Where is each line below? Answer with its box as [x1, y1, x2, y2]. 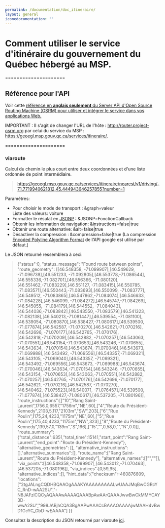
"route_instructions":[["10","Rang [17, 398, 84, 404]
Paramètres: [5, 196, 30, 202]
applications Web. [5, 113, 42, 119]
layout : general [5, 12, 38, 17]
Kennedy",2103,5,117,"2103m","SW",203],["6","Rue [17, 408, 119, 414]
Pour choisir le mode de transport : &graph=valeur [12, 205, 114, 211]
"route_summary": [17, 429, 54, 435]
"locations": [17, 476, 41, 482]
